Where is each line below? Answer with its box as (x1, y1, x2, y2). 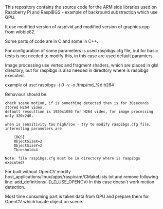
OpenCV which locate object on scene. (5, 199, 84, 204)
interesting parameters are (5, 126, 62, 131)
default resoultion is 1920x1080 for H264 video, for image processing (5, 109, 153, 114)
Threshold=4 (14, 147, 38, 152)
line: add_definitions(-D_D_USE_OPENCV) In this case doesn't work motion (5, 179, 155, 185)
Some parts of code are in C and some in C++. (5, 38, 99, 44)
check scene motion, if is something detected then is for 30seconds (5, 101, 149, 106)
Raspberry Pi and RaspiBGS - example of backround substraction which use (5, 9, 158, 15)
